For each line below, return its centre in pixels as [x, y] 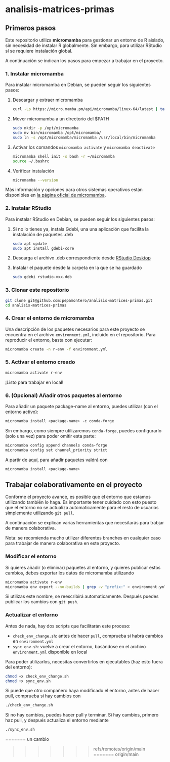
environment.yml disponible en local [50, 652]
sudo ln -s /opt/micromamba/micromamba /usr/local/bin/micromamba [84, 138]
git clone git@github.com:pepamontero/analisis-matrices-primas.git [79, 300]
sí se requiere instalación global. [39, 51]
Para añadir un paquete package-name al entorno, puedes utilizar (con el [82, 407]
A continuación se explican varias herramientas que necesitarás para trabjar [85, 523]
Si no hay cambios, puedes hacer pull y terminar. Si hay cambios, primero [82, 715]
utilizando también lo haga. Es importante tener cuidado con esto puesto [81, 502]
